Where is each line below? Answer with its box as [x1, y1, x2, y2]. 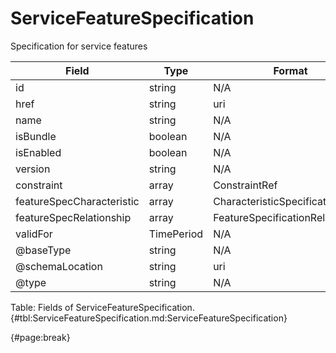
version [15, 162, 51, 176]
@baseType [15, 243, 72, 257]
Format [273, 63, 308, 77]
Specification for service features [10, 40, 148, 52]
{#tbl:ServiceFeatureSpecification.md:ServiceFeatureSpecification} [10, 312, 288, 324]
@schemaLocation [15, 259, 103, 273]
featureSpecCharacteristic [15, 194, 140, 208]
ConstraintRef [213, 178, 278, 192]
